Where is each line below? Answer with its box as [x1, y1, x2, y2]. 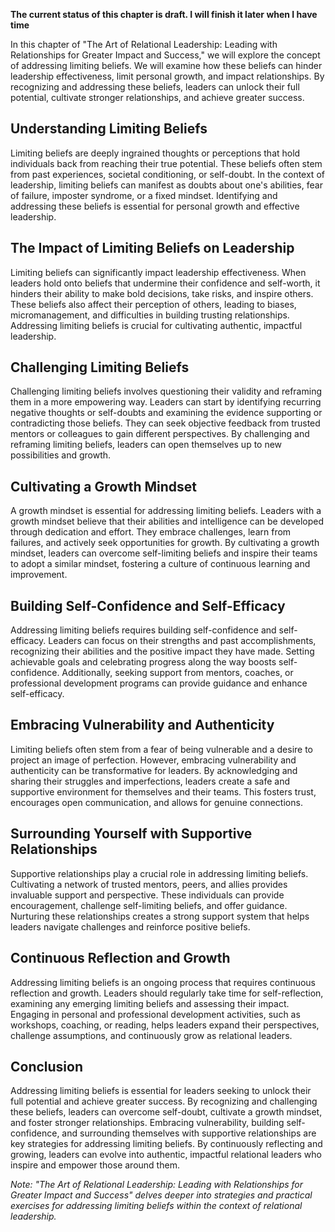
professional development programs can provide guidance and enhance [10, 677, 308, 689]
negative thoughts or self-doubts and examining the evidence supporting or [10, 407, 323, 419]
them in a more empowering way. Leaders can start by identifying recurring [10, 396, 322, 408]
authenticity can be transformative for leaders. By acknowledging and [10, 764, 298, 776]
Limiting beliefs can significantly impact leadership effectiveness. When [10, 266, 307, 278]
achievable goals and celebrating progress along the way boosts [10, 656, 277, 668]
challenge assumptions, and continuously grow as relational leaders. [10, 1029, 293, 1041]
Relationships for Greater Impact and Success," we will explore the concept [10, 49, 321, 61]
